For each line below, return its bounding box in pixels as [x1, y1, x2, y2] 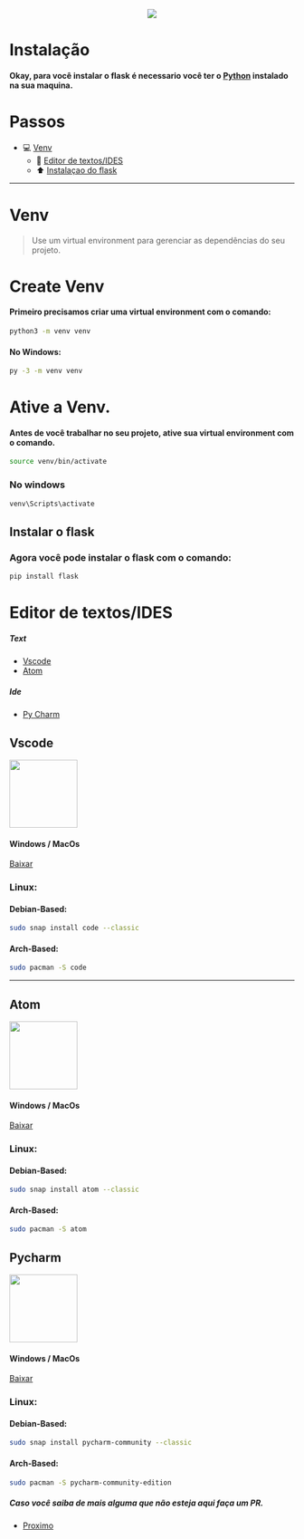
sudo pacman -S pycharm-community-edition [9, 1477, 172, 1487]
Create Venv [9, 276, 105, 296]
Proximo [22, 1520, 54, 1531]
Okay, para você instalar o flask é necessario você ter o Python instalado [9, 70, 289, 81]
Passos [9, 111, 66, 131]
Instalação [9, 40, 90, 61]
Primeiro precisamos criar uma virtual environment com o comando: [9, 306, 271, 317]
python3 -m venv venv [9, 327, 91, 336]
